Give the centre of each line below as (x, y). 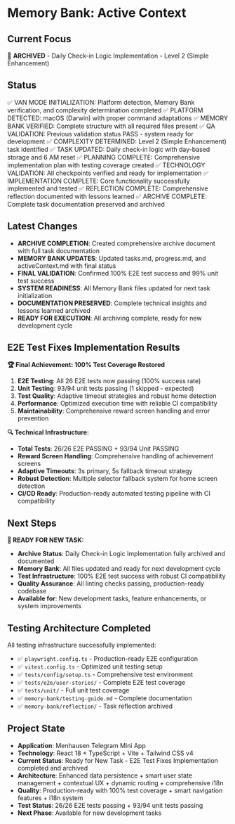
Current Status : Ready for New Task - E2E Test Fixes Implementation (118, 760)
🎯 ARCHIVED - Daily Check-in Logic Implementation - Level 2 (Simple (108, 56)
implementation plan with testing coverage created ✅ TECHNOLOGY (106, 165)
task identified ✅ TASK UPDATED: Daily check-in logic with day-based (109, 149)
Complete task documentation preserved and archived (86, 204)
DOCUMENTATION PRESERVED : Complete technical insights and (112, 303)
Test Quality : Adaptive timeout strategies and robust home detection (117, 396)
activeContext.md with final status (67, 266)
